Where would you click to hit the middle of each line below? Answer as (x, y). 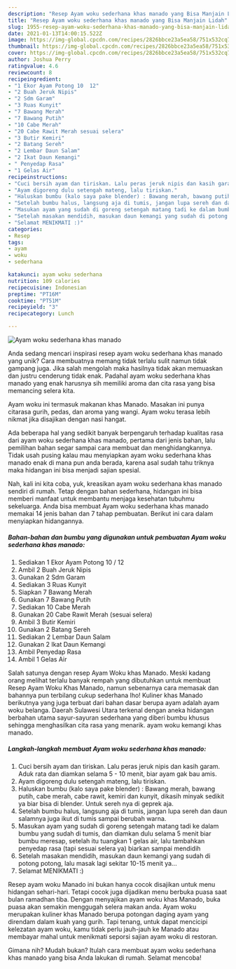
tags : (16, 242)
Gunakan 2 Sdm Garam (52, 577)
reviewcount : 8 (30, 72)
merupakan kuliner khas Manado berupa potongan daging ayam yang (109, 914)
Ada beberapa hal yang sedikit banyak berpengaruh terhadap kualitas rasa (116, 433)
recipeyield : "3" (33, 307)
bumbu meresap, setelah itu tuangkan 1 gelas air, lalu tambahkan (111, 841)
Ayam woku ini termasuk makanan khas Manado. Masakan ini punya (106, 404)
